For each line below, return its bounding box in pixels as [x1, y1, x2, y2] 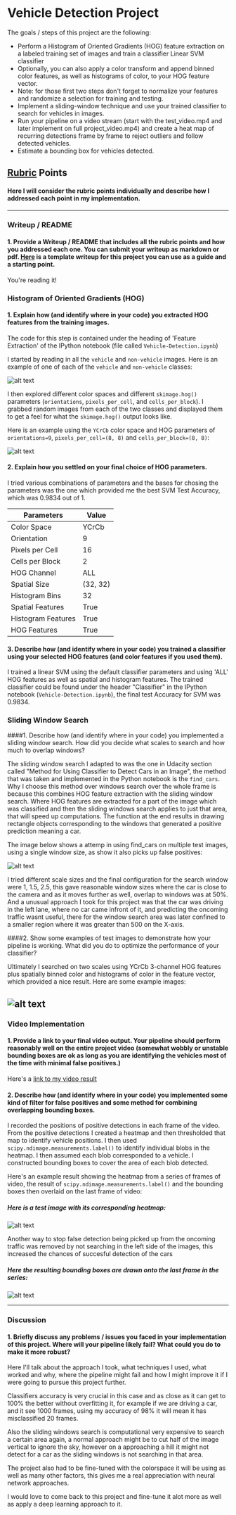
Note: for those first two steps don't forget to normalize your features [17, 87, 218, 95]
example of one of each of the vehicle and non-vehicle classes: [7, 362, 193, 371]
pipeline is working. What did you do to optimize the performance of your [7, 942, 219, 950]
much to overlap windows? [7, 746, 86, 754]
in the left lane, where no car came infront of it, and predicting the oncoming [7, 906, 228, 914]
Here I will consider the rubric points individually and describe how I [7, 186, 209, 195]
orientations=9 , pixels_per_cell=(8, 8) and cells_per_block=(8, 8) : [7, 433, 209, 441]
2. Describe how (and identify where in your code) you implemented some [7, 1091, 228, 1099]
